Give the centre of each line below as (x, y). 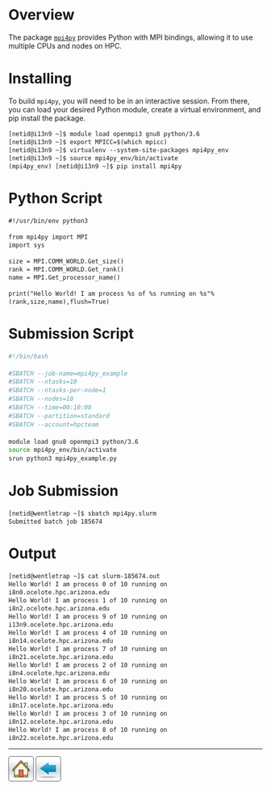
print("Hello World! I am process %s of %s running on (102, 294)
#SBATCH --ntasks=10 (43, 382)
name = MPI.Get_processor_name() (65, 277)
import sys (27, 245)
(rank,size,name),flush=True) (59, 302)
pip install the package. (47, 118)
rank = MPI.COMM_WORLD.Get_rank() (67, 269)
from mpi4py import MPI (48, 237)
